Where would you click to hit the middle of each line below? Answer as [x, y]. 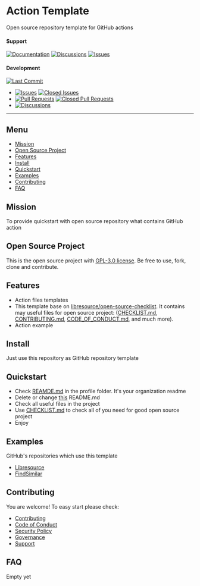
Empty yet [19, 576]
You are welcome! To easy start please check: [62, 506]
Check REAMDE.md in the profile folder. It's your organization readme [100, 391]
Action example [34, 325]
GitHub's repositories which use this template [62, 456]
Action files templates [41, 300]
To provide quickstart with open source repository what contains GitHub [95, 221]
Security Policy [33, 531]
